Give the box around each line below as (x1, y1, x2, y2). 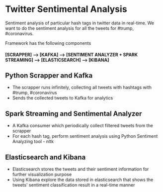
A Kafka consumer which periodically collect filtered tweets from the (12, 123, 153, 129)
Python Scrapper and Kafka (5, 71, 93, 80)
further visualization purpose (12, 171, 72, 177)
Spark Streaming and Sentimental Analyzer (5, 109, 142, 118)
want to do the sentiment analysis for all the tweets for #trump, (5, 25, 134, 31)
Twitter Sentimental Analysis (5, 3, 128, 15)
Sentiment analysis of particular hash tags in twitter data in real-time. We (5, 20, 155, 26)
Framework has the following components (5, 40, 91, 46)
